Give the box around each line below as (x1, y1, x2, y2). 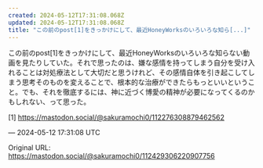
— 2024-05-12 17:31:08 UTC (8, 128, 100, 138)
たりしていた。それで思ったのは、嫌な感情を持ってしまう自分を (28, 58, 235, 67)
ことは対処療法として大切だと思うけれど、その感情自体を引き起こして (21, 68, 249, 77)
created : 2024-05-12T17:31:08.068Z (8, 11, 125, 20)
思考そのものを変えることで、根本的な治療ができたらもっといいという (21, 77, 249, 87)
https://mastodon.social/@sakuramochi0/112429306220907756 (8, 152, 215, 161)
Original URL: (8, 143, 51, 152)
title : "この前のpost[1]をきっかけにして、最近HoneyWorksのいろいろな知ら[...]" (8, 26, 251, 34)
